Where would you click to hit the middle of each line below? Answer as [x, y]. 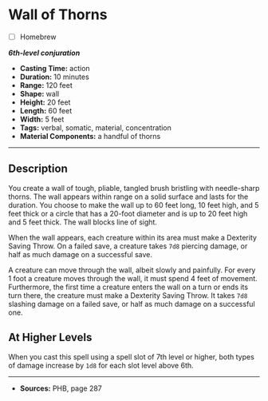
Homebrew [38, 37]
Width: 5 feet [42, 119]
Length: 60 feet [46, 111]
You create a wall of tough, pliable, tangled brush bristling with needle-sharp [134, 188]
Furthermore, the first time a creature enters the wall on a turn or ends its [128, 287]
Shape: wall [39, 94]
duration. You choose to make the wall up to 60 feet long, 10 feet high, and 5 [134, 204]
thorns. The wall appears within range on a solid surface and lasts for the [128, 197]
